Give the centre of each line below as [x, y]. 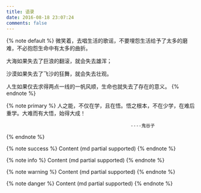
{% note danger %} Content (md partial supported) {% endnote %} [90, 183]
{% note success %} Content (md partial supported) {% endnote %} [91, 149]
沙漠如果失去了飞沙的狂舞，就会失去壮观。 [59, 74]
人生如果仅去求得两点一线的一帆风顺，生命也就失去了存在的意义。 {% [93, 87]
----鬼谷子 [143, 126]
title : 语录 [20, 12]
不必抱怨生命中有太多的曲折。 [54, 48]
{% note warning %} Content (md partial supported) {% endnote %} [91, 172]
